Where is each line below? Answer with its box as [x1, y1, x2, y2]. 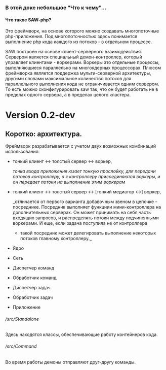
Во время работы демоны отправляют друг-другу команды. [5, 359, 136, 365]
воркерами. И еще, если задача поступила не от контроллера [12, 220, 148, 226]
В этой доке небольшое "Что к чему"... [5, 4, 107, 11]
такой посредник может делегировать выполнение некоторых [20, 230, 156, 236]
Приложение [12, 304, 41, 311]
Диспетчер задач [12, 285, 51, 291]
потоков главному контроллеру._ [20, 236, 92, 242]
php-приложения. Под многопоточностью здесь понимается [5, 33, 138, 40]
